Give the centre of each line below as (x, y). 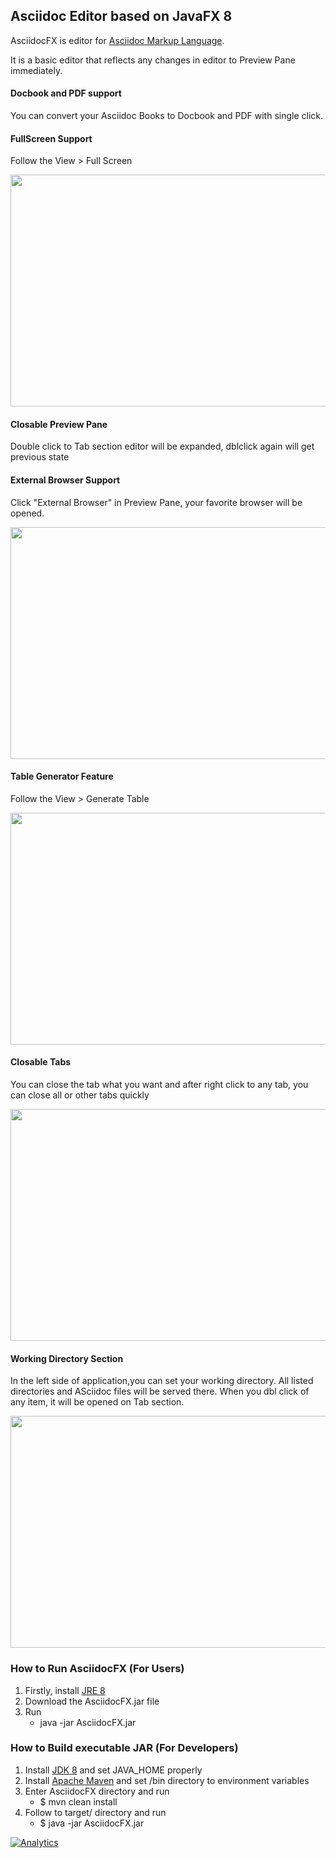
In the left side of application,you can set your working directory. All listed (162, 1381)
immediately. (36, 70)
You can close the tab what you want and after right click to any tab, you (159, 1085)
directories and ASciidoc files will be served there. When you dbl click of (160, 1391)
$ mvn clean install (78, 1801)
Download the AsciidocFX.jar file (92, 1701)
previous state (40, 457)
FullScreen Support (51, 138)
